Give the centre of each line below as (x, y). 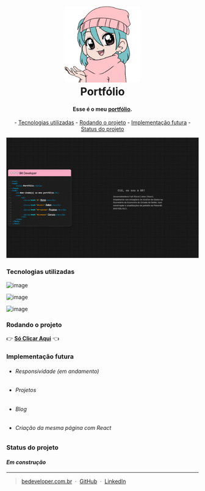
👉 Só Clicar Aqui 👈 (33, 339)
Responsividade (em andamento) (57, 371)
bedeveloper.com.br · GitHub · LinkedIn (74, 481)
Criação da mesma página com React (63, 428)
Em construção (26, 462)
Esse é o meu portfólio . (103, 109)
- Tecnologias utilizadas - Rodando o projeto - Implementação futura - (103, 123)
